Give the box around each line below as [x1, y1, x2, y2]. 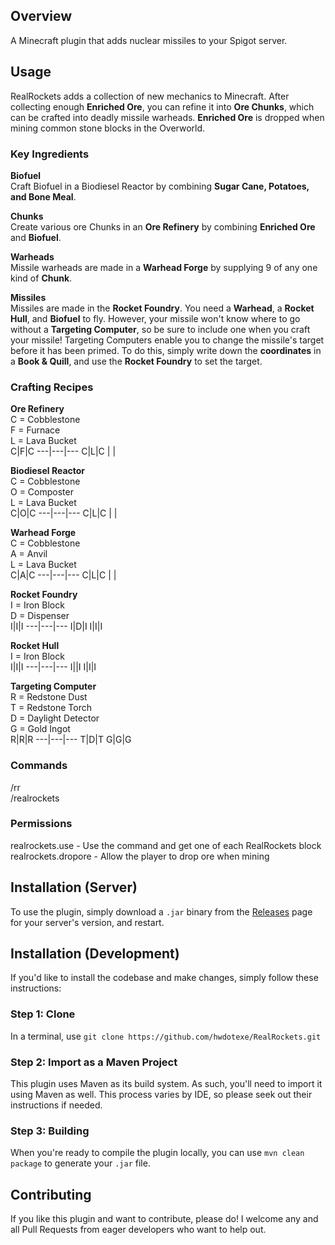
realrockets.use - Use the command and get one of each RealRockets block [10, 839, 322, 851]
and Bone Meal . [10, 190, 77, 203]
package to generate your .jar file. [10, 1157, 151, 1169]
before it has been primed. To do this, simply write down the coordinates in [10, 344, 322, 356]
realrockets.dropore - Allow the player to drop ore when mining [10, 850, 270, 862]
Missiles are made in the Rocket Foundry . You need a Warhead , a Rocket [10, 302, 315, 314]
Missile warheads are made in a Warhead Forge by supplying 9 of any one [10, 261, 318, 273]
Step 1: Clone [10, 1007, 76, 1021]
